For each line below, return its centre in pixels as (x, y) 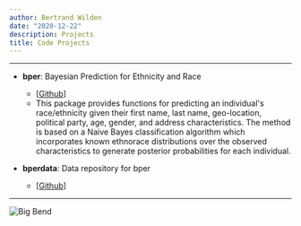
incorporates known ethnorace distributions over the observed (151, 142)
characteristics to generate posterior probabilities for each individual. (163, 151)
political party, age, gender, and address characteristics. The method (163, 123)
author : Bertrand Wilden (56, 17)
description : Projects (52, 34)
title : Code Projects (50, 43)
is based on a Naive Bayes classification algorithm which (140, 132)
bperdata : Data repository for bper (86, 169)
